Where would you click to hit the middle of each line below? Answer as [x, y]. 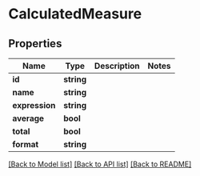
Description [117, 66]
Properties [35, 44]
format [26, 144]
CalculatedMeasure [75, 14]
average [28, 118]
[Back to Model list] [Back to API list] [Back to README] [100, 164]
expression [34, 105]
